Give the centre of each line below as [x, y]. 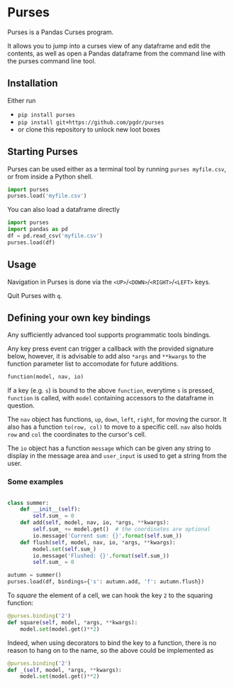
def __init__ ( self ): [50, 509]
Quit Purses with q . [35, 295]
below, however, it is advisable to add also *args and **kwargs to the [107, 356]
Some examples [35, 482]
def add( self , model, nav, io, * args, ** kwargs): [95, 523]
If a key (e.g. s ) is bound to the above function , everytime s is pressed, [111, 390]
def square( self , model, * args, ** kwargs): [73, 622]
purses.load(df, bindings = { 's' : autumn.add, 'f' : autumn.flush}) [106, 582]
